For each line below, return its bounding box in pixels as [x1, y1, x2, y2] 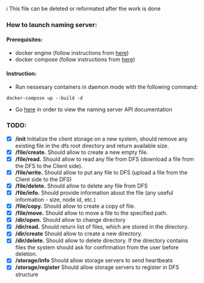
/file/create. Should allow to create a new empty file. [15, 149, 149, 156]
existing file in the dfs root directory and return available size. [15, 142, 169, 149]
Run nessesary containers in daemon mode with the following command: [15, 83, 199, 90]
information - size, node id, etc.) [15, 196, 96, 203]
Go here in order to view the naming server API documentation [15, 106, 172, 113]
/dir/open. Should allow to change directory [15, 216, 126, 224]
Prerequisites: [6, 35, 43, 43]
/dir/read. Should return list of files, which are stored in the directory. [15, 223, 189, 230]
